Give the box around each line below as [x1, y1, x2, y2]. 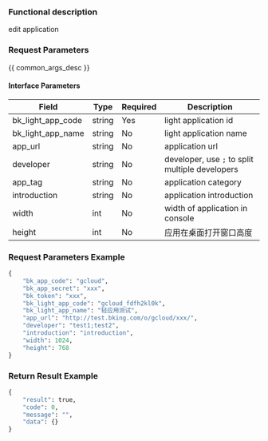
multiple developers [164, 163, 239, 174]
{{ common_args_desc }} [8, 62, 90, 72]
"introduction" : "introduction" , [22, 329, 134, 337]
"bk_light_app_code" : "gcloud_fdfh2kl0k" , [22, 299, 166, 308]
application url [164, 141, 218, 152]
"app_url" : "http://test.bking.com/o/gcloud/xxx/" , [22, 314, 198, 322]
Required [121, 101, 157, 112]
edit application [8, 25, 60, 34]
